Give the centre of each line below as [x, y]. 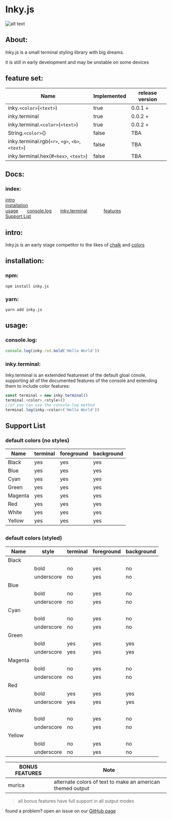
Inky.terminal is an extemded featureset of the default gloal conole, [76, 375]
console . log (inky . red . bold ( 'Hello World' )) [52, 351]
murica [16, 785]
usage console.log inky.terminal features [63, 211]
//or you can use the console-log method [50, 405]
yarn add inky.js [24, 310]
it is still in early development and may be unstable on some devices [77, 62]
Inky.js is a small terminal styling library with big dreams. [65, 52]
